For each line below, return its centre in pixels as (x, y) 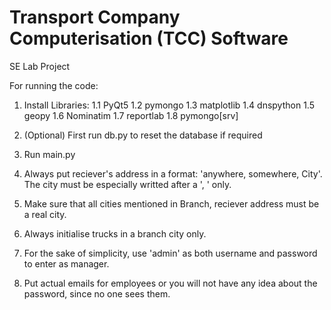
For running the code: (54, 85)
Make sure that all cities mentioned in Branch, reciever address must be (171, 203)
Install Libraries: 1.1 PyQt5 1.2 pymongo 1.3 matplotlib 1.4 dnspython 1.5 (169, 105)
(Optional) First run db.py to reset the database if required (143, 135)
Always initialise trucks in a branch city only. (115, 233)
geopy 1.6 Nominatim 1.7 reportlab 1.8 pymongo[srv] (131, 115)
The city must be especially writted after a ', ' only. (127, 184)
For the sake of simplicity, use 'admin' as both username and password (170, 253)
